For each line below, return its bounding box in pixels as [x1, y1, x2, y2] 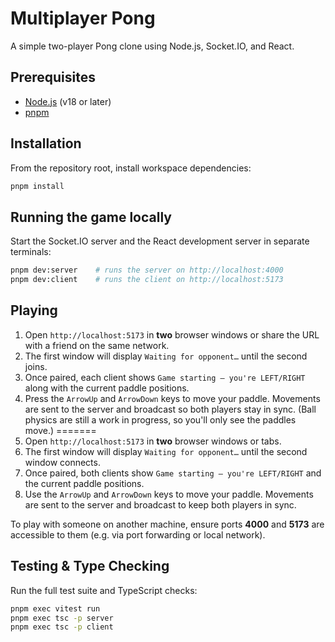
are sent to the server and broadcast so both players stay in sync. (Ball [24, 403, 317, 415]
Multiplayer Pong [10, 7, 156, 30]
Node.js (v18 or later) [24, 95, 112, 107]
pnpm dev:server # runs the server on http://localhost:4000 [10, 265, 284, 276]
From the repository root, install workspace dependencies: [10, 162, 252, 174]
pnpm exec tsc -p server [10, 613, 114, 623]
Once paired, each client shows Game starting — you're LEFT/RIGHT [24, 371, 306, 383]
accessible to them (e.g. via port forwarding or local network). [10, 528, 266, 541]
